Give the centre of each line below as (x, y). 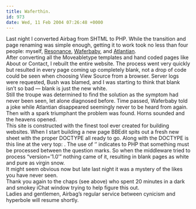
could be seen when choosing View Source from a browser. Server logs (93, 76)
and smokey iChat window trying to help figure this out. (73, 188)
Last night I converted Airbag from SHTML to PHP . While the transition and (96, 39)
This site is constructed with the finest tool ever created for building (88, 126)
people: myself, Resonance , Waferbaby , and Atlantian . (71, 51)
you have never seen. (32, 175)
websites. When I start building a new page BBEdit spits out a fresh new (93, 132)
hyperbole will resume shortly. (42, 200)
